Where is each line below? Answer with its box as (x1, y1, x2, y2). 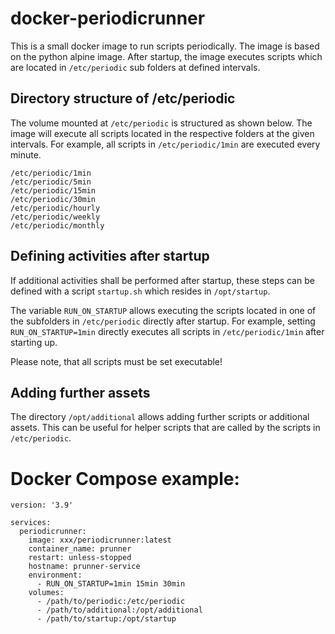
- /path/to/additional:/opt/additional (36, 605, 203, 616)
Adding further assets (10, 384, 151, 401)
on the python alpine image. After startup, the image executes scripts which (10, 50, 323, 62)
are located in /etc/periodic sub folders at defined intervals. (10, 61, 261, 73)
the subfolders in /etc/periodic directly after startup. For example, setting (10, 315, 316, 327)
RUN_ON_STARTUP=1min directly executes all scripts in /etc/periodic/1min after (10, 325, 325, 337)
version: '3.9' (10, 500, 74, 511)
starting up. (10, 336, 58, 348)
